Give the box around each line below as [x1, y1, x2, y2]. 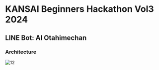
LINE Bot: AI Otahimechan [5, 34, 87, 42]
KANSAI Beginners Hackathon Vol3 [5, 3, 154, 15]
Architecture [5, 48, 37, 55]
